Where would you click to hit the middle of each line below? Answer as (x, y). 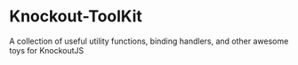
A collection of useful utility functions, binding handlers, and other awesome (149, 41)
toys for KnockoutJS (47, 50)
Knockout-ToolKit (76, 16)
